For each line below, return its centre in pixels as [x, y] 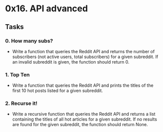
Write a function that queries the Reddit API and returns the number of [83, 51]
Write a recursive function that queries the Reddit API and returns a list [84, 114]
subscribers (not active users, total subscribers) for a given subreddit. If [85, 57]
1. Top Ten [17, 74]
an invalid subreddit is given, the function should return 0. [71, 62]
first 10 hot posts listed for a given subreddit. [58, 91]
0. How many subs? [29, 41]
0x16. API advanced [47, 9]
